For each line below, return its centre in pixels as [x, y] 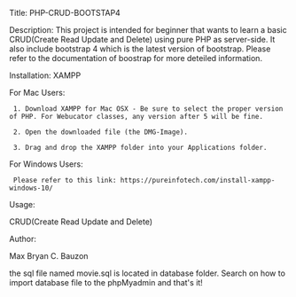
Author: [23, 239]
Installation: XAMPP [45, 75]
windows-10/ [31, 188]
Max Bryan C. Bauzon [49, 256]
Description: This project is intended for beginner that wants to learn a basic [148, 30]
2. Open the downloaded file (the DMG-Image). [101, 132]
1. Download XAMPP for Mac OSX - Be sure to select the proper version [148, 109]
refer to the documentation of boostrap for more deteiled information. [136, 58]
